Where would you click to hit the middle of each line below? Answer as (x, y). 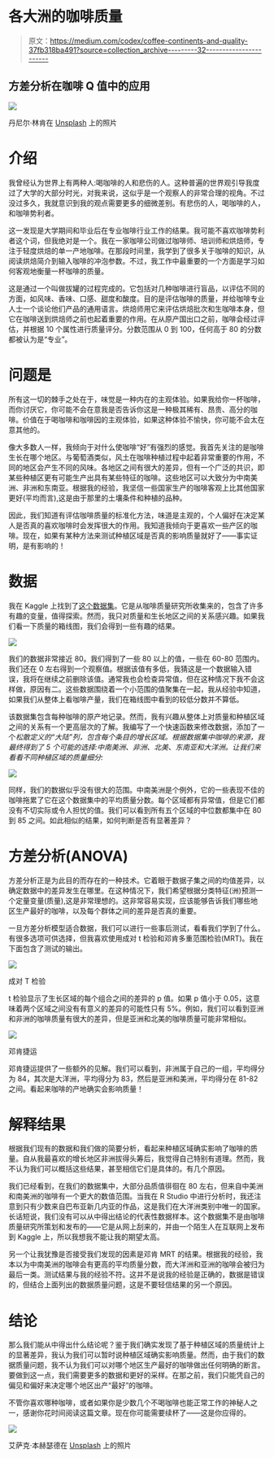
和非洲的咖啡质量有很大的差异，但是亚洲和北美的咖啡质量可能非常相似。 (129, 1019)
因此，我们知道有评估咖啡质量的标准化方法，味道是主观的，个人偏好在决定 (133, 515)
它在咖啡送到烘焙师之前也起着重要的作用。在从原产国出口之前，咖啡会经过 (133, 319)
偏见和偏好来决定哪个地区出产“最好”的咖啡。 (83, 1386)
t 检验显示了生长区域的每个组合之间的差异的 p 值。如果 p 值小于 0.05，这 (131, 998)
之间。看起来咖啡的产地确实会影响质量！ (76, 1089)
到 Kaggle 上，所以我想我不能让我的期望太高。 (86, 1237)
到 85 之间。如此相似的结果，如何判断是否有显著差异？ (100, 820)
